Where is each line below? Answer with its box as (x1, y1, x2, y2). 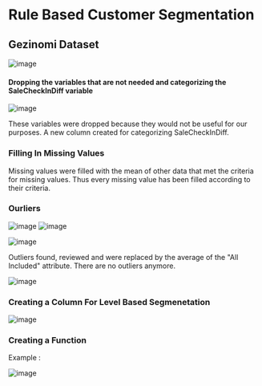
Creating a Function (8, 335, 87, 346)
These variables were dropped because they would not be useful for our (8, 119, 248, 129)
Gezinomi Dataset (8, 38, 99, 51)
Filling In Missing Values (8, 148, 105, 159)
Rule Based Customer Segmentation (8, 6, 255, 24)
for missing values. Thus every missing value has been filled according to (8, 174, 251, 184)
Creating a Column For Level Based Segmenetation (8, 296, 211, 307)
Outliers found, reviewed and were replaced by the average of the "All (8, 252, 239, 262)
